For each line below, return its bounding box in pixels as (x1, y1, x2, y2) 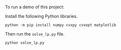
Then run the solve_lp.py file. (5, 31, 65, 37)
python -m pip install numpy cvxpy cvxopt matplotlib (5, 23, 117, 27)
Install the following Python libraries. (5, 13, 78, 19)
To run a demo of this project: (5, 4, 65, 10)
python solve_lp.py (5, 40, 45, 45)
